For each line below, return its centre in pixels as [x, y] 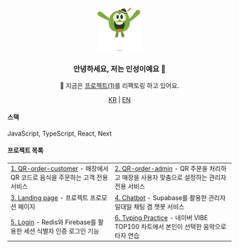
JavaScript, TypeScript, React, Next [60, 133]
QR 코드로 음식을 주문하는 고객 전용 [59, 177]
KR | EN [119, 100]
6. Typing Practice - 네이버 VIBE [161, 217]
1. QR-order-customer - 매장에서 [59, 169]
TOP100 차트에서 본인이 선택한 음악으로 [171, 226]
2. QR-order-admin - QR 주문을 [161, 169]
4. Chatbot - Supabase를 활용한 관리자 [170, 197]
